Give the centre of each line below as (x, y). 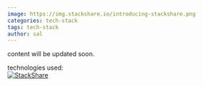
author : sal (25, 34)
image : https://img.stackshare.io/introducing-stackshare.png (101, 14)
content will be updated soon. (51, 54)
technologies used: (36, 68)
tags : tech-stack (33, 27)
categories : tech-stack (43, 21)
